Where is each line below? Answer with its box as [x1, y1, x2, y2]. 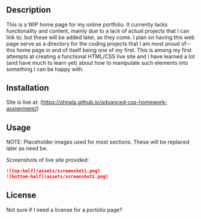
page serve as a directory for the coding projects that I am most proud [6, 40, 180, 47]
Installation [6, 83, 49, 93]
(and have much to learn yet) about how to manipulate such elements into [6, 59, 188, 66]
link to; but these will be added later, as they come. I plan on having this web [6, 34, 195, 41]
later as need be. [6, 145, 48, 152]
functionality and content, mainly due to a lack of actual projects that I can [6, 27, 190, 34]
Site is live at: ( [6, 98, 43, 106]
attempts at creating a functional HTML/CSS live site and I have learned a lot [6, 53, 195, 60]
